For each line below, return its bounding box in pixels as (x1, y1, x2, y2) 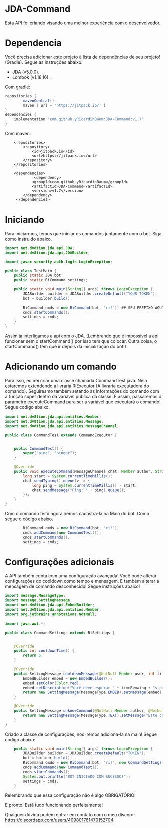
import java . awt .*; (5, 621, 46, 626)
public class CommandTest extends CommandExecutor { (5, 432, 117, 438)
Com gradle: (5, 84, 31, 90)
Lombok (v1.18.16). (12, 74, 50, 80)
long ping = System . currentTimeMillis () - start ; (31, 483, 137, 488)
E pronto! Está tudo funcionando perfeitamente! (5, 802, 103, 808)
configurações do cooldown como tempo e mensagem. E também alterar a (5, 578, 159, 584)
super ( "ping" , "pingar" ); (23, 451, 77, 456)
